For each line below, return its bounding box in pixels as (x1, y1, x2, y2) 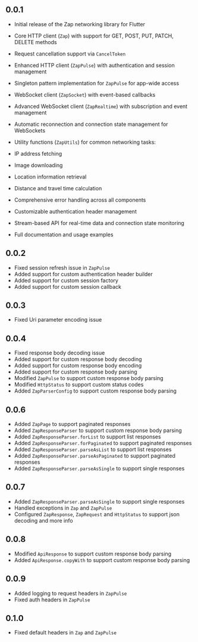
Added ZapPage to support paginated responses (14, 421, 131, 428)
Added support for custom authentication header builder (14, 270, 153, 277)
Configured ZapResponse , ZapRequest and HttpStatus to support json (14, 510, 180, 518)
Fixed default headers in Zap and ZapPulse (14, 629, 117, 636)
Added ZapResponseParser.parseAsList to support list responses (14, 446, 172, 453)
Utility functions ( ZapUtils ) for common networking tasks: (14, 138, 156, 146)
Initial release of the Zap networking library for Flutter (14, 20, 145, 27)
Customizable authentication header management (14, 208, 137, 215)
